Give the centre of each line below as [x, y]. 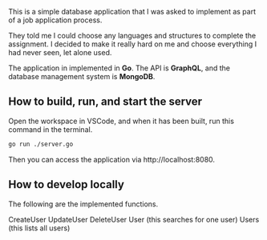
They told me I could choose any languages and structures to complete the [132, 36]
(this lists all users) [39, 228]
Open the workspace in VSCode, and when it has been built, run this [121, 121]
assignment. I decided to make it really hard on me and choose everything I [133, 44]
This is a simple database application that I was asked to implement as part [132, 12]
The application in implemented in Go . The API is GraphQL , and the [119, 68]
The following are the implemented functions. [83, 204]
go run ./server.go [41, 144]
